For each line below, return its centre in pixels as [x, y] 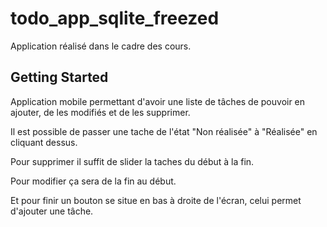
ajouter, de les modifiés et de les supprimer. [100, 112]
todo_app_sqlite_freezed [115, 18]
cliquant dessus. [44, 142]
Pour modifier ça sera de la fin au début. [93, 181]
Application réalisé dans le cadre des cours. [101, 46]
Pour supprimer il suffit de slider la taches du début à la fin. [132, 161]
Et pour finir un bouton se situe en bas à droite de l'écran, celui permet [156, 200]
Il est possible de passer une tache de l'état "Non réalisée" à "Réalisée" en [164, 131]
